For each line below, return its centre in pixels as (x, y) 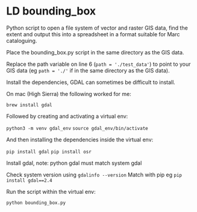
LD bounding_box (51, 11)
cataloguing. (22, 40)
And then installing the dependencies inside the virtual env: (80, 140)
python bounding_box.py (36, 203)
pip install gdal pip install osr (49, 152)
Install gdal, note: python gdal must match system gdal (74, 163)
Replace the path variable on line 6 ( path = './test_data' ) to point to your (98, 64)
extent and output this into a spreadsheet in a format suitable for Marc (93, 34)
